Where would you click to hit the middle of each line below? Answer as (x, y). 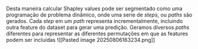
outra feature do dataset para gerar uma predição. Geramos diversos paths (98, 27)
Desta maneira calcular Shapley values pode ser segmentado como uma (94, 9)
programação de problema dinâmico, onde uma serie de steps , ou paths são (99, 15)
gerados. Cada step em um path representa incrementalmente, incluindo (95, 21)
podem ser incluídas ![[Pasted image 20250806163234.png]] (81, 40)
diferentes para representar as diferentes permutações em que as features (97, 34)
